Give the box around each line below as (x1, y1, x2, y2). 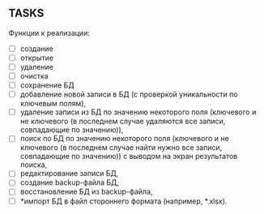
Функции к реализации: (8, 28, 91, 37)
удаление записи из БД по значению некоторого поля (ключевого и (19, 107, 257, 117)
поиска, (19, 160, 48, 169)
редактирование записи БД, (19, 169, 119, 178)
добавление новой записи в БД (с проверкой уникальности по (19, 89, 238, 100)
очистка (19, 71, 49, 80)
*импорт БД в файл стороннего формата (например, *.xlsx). (19, 196, 228, 206)
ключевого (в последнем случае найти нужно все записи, (19, 143, 223, 152)
